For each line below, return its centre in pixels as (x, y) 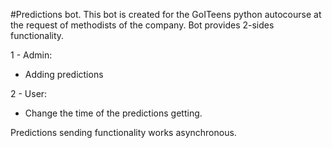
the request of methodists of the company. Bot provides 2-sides (142, 25)
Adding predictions (64, 74)
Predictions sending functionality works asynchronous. (123, 132)
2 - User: (29, 93)
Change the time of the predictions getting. (113, 113)
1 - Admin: (31, 55)
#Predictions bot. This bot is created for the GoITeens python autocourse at (166, 14)
